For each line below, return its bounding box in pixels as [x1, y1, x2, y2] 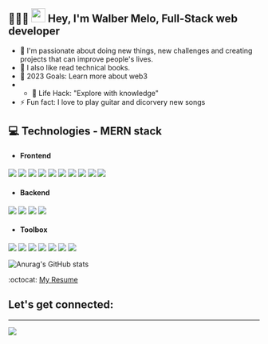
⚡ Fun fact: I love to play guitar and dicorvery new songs [19, 97, 206, 106]
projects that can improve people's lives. [19, 54, 154, 64]
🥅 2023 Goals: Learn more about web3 [19, 71, 148, 81]
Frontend [19, 150, 52, 160]
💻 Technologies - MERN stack [8, 125, 162, 138]
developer [8, 25, 60, 38]
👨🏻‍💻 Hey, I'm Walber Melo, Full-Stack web [8, 12, 238, 26]
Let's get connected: [8, 298, 114, 312]
